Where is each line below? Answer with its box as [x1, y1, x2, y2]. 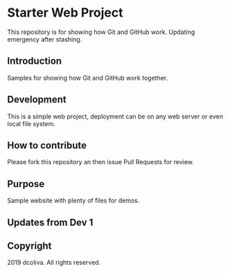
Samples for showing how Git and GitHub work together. [7, 73, 168, 82]
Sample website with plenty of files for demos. [7, 196, 140, 205]
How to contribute [7, 139, 87, 151]
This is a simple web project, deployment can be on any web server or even [7, 112, 224, 121]
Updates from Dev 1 [7, 216, 94, 228]
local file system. [7, 119, 55, 127]
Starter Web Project [7, 5, 123, 21]
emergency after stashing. [7, 35, 82, 43]
